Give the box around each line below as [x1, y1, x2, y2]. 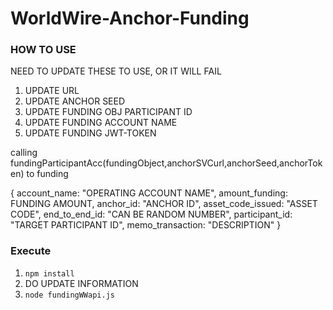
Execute [10, 244, 52, 258]
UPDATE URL [24, 85, 80, 97]
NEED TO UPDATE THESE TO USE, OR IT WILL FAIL [10, 65, 222, 77]
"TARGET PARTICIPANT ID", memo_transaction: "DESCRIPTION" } [10, 219, 282, 231]
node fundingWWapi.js [24, 290, 115, 300]
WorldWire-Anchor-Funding [10, 7, 250, 30]
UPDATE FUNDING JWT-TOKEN [24, 127, 157, 139]
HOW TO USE [10, 43, 77, 57]
